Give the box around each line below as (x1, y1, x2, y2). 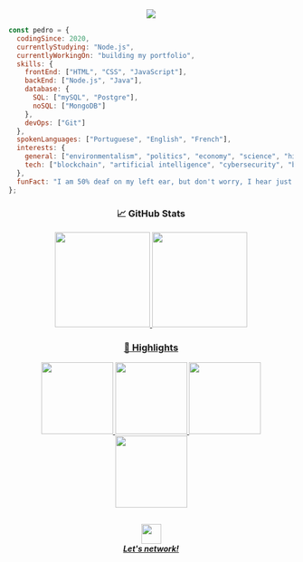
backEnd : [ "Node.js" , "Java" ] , (24, 76, 143, 85)
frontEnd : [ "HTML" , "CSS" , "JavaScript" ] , (24, 68, 187, 77)
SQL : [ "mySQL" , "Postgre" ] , (32, 93, 139, 102)
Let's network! (122, 543, 180, 555)
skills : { (16, 59, 53, 69)
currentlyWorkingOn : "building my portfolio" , (16, 51, 195, 60)
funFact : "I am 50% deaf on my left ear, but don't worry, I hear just (16, 176, 293, 186)
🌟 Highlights (123, 341, 179, 354)
